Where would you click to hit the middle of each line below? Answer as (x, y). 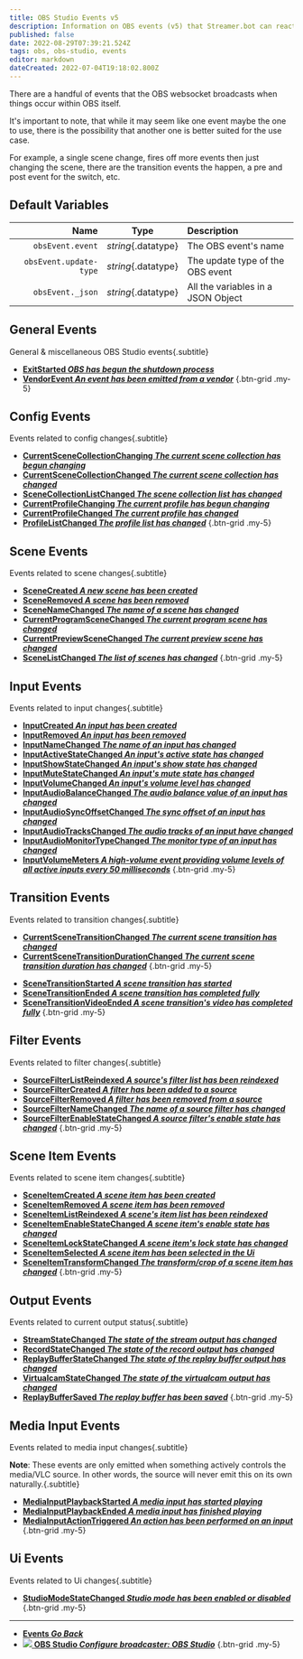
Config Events (50, 416)
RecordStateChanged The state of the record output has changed (148, 1349)
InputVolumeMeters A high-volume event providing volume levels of (153, 860)
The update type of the (236, 260)
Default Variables (59, 205)
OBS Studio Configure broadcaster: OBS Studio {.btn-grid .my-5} (157, 1644)
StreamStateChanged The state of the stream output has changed (150, 1340)
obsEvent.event (65, 246)
